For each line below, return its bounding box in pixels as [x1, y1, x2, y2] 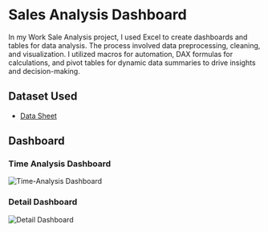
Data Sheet [19, 111, 58, 120]
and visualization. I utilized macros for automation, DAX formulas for [8, 49, 233, 59]
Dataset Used [8, 90, 78, 104]
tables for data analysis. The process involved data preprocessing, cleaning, [8, 40, 261, 50]
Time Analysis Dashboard [8, 158, 112, 169]
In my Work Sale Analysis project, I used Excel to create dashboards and [8, 32, 248, 42]
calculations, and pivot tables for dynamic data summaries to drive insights [8, 58, 256, 67]
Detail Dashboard [8, 197, 78, 208]
